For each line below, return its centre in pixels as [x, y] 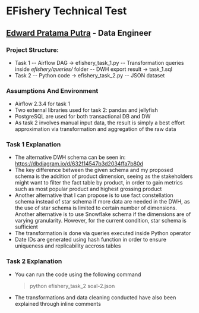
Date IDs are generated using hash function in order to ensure [90, 240]
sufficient [26, 227]
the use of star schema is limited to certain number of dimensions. [96, 208]
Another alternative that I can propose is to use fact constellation [94, 195]
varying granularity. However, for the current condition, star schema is [101, 221]
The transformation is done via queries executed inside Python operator [103, 233]
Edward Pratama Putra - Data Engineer [79, 33]
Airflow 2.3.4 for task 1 [42, 104]
